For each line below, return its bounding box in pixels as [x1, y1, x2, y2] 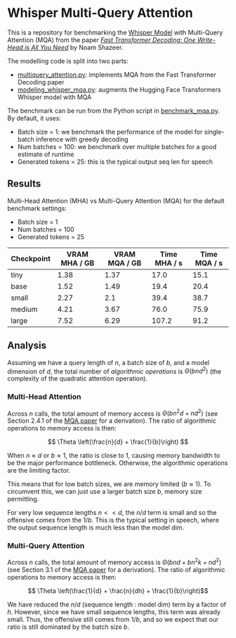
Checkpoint [11, 253, 51, 263]
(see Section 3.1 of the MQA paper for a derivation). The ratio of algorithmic [7, 566, 225, 574]
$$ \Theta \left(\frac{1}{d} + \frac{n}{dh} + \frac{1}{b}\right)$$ [27, 587, 209, 595]
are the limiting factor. [7, 466, 71, 475]
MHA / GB [60, 258, 95, 268]
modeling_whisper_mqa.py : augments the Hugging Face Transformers [17, 85, 221, 94]
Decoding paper [17, 77, 65, 86]
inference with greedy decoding [36, 135, 129, 143]
